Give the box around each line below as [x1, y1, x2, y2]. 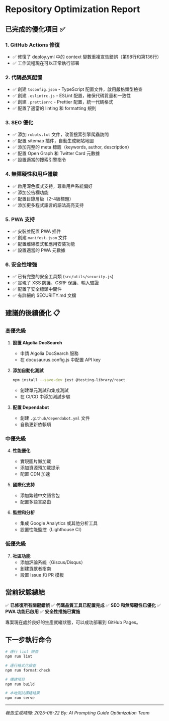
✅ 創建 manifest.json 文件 [12, 235, 67, 241]
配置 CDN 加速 [20, 471, 50, 477]
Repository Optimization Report [5, 4, 140, 15]
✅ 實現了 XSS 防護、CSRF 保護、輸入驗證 [12, 280, 99, 286]
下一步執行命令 [5, 635, 52, 644]
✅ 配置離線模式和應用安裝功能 [12, 241, 75, 247]
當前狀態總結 [5, 588, 45, 596]
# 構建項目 [5, 677, 25, 682]
